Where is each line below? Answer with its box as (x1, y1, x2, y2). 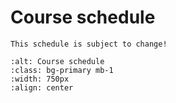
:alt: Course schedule (10, 56, 105, 66)
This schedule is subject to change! (10, 39, 168, 49)
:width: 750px (10, 74, 70, 84)
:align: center (10, 82, 74, 93)
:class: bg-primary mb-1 (10, 65, 114, 75)
